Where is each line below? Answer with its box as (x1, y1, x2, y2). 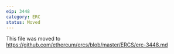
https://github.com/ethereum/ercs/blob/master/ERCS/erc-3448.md (6, 41, 168, 48)
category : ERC (6, 14, 41, 20)
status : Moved (6, 19, 41, 25)
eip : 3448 (6, 8, 30, 15)
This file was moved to (6, 35, 61, 42)
